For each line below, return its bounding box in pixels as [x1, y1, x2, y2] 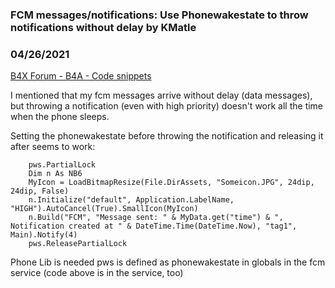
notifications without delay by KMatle [10, 20, 197, 34]
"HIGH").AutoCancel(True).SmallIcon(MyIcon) [10, 204, 199, 214]
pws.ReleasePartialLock [28, 239, 128, 249]
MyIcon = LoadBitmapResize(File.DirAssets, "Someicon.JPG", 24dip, [28, 178, 315, 188]
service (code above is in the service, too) [10, 267, 184, 279]
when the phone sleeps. [10, 111, 110, 123]
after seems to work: [10, 141, 96, 153]
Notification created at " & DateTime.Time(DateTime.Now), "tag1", [10, 221, 298, 232]
